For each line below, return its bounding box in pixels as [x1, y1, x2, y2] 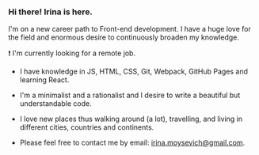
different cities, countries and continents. [19, 123, 154, 132]
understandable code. [19, 99, 93, 108]
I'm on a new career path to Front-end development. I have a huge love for [8, 25, 251, 34]
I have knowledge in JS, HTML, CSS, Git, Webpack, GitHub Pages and [19, 66, 248, 77]
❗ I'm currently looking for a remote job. [8, 48, 136, 58]
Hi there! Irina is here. [8, 6, 93, 17]
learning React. [19, 75, 70, 85]
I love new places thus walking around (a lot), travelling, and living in [19, 114, 243, 124]
